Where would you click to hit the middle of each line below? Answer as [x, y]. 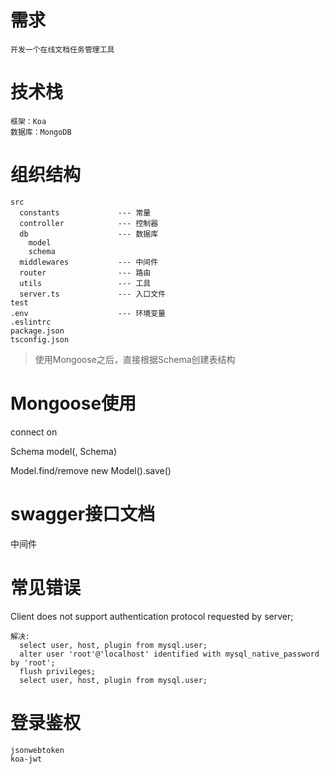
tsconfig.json [40, 339]
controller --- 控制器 [89, 223]
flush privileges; [58, 671]
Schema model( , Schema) [63, 451]
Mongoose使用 [73, 403]
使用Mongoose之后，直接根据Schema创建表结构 [135, 359]
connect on [34, 432]
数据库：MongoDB [41, 132]
